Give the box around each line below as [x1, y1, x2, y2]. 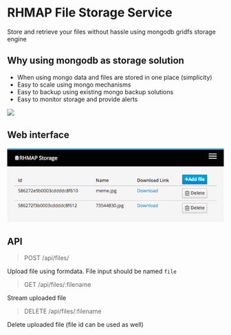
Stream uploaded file [7, 294, 67, 302]
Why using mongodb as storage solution [7, 55, 184, 67]
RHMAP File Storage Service [7, 5, 173, 21]
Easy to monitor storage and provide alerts [16, 95, 138, 103]
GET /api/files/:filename [23, 280, 91, 288]
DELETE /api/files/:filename [23, 307, 102, 315]
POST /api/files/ [23, 253, 69, 262]
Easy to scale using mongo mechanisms [16, 80, 131, 89]
